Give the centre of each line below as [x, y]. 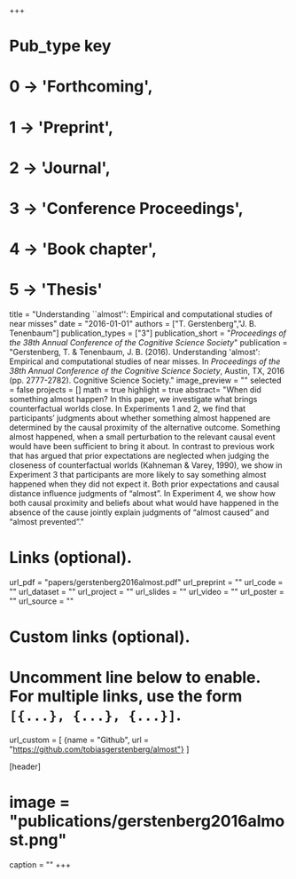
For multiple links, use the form [126, 697]
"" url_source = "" [41, 601]
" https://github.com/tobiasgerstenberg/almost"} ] [99, 749]
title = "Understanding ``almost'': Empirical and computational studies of [141, 314]
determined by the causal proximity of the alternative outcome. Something [145, 428]
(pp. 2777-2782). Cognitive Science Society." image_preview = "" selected [145, 380]
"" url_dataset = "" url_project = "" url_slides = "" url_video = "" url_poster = [147, 592]
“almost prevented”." [47, 522]
